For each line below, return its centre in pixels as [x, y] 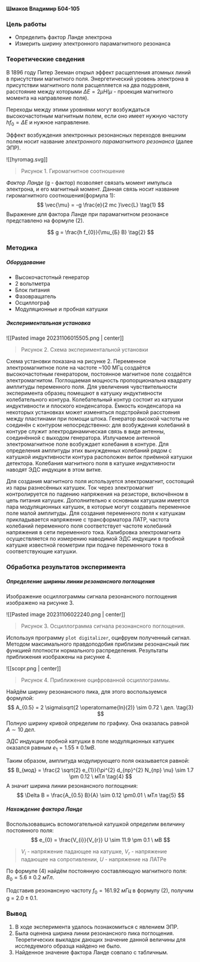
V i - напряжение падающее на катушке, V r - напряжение [94, 852]
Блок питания [32, 290]
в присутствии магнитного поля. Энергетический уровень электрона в [97, 79]
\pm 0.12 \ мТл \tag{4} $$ [101, 776]
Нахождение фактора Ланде [44, 809]
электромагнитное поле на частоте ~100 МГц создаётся [78, 368]
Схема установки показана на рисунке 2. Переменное [76, 361]
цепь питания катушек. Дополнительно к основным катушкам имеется [98, 501]
